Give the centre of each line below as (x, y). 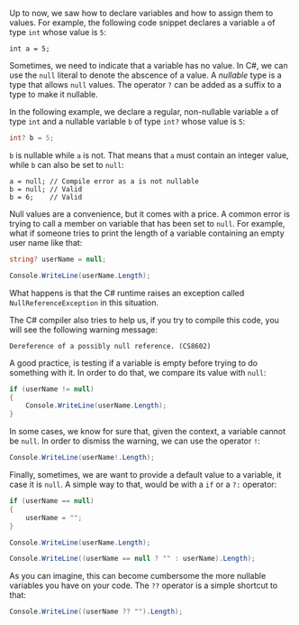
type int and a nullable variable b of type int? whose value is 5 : (127, 121)
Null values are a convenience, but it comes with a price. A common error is (150, 214)
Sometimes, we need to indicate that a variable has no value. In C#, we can (149, 65)
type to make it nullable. (54, 94)
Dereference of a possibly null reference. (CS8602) (110, 346)
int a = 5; (30, 49)
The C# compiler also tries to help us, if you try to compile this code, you (144, 320)
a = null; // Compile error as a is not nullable (104, 181)
